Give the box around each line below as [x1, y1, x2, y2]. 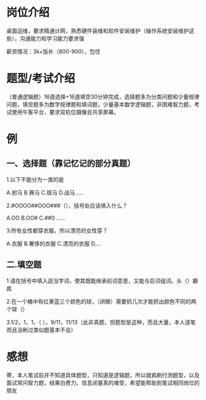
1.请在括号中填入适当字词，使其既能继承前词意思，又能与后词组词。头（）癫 [6, 277, 198, 284]
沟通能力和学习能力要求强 [19, 34, 85, 42]
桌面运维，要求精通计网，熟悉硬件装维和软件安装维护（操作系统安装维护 [6, 27, 189, 34]
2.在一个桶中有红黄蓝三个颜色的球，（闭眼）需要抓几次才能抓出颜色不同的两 [6, 298, 197, 305]
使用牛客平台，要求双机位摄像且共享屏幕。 [11, 108, 120, 115]
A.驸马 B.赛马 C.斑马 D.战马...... [6, 188, 85, 196]
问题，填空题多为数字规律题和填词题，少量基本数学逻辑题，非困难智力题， [6, 101, 194, 108]
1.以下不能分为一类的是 [6, 175, 64, 183]
